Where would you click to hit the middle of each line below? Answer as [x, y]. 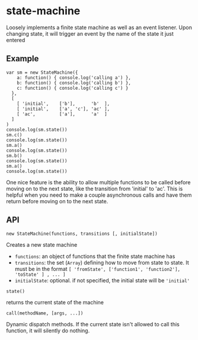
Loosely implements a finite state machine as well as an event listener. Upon [99, 27]
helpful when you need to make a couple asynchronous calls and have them [99, 195]
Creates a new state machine [42, 244]
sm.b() [14, 156]
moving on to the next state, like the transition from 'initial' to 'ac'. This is [95, 188]
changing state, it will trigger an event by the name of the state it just [90, 33]
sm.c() [14, 135]
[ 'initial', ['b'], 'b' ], [63, 103]
